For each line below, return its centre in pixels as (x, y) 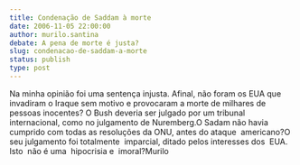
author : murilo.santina (54, 34)
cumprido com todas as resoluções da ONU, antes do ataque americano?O (150, 132)
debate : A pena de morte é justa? (75, 43)
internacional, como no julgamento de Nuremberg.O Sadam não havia (139, 122)
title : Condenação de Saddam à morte (80, 18)
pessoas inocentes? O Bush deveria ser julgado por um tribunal (127, 113)
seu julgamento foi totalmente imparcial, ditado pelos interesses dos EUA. (149, 142)
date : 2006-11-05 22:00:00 (60, 26)
